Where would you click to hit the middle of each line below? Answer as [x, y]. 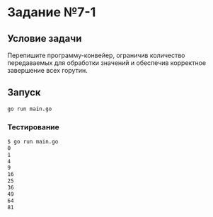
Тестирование [34, 127]
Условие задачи [45, 39]
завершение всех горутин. [47, 70]
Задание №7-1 [52, 12]
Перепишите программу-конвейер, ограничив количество [96, 55]
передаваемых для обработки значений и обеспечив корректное [107, 63]
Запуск [24, 93]
